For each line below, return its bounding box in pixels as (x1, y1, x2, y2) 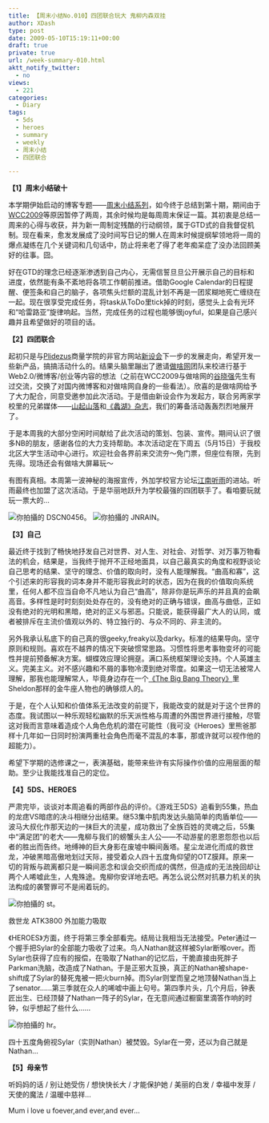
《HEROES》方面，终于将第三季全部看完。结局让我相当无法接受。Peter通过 (8, 933, 250, 943)
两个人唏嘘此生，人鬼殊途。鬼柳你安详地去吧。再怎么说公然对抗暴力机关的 (8, 872, 254, 882)
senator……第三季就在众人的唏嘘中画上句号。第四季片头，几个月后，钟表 (14, 983, 256, 993)
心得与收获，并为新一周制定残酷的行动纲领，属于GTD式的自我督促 (29, 220, 248, 230)
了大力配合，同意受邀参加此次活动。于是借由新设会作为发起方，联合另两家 (8, 392, 254, 401)
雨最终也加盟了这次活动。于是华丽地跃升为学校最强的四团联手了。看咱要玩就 (8, 485, 261, 495)
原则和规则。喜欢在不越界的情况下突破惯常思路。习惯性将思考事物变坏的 (8, 644, 247, 654)
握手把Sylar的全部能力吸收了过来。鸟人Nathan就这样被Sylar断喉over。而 (14, 943, 256, 953)
